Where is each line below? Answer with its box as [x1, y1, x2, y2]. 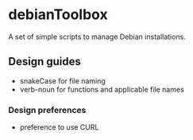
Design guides [8, 55, 81, 68]
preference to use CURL [19, 122, 99, 132]
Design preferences [8, 104, 87, 115]
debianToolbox [8, 6, 109, 24]
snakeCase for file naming [19, 76, 106, 85]
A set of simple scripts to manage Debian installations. [8, 32, 187, 41]
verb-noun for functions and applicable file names [19, 84, 184, 94]
